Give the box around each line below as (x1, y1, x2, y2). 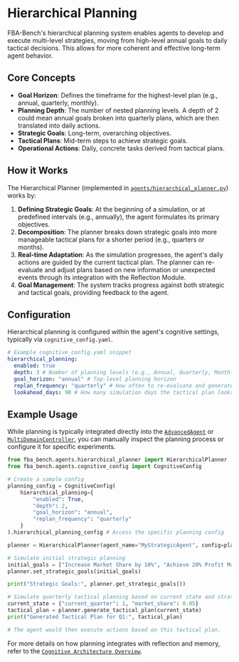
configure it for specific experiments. (7, 443, 116, 451)
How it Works (7, 165, 68, 177)
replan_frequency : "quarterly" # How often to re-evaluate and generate (14, 382, 234, 389)
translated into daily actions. (17, 121, 101, 130)
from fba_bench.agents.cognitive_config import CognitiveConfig (7, 463, 202, 470)
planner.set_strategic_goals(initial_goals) (7, 568, 142, 575)
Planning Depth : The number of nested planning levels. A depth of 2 (17, 105, 219, 115)
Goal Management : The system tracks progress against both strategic (17, 280, 225, 289)
